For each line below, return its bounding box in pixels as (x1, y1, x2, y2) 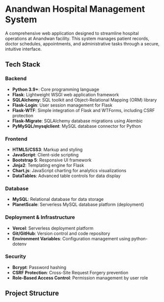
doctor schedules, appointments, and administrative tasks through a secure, (5, 40, 160, 46)
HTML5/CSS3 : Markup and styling (12, 147, 83, 152)
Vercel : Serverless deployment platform (12, 225, 94, 231)
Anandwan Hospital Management (5, 3, 145, 15)
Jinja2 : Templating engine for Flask (12, 162, 84, 168)
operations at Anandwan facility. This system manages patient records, (5, 36, 149, 41)
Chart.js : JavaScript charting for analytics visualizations (12, 167, 127, 173)
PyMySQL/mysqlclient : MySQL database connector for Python (12, 123, 141, 129)
